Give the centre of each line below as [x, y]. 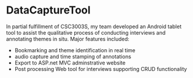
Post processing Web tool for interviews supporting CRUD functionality [101, 69]
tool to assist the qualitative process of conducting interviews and [86, 32]
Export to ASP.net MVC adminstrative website [70, 63]
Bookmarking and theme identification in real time [75, 50]
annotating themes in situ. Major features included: [68, 39]
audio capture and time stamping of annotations [73, 56]
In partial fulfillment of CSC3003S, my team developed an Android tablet [94, 26]
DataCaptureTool [49, 10]
